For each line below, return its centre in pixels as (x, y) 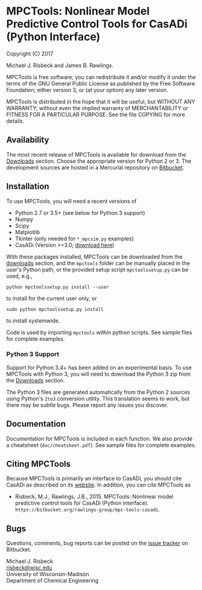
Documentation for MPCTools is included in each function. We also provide (99, 438)
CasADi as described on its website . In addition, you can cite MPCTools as (99, 485)
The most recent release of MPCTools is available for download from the (96, 154)
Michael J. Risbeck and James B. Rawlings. (60, 65)
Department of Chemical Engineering (52, 581)
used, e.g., (20, 276)
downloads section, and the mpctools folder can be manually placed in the (98, 263)
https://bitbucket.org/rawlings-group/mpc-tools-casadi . (87, 510)
